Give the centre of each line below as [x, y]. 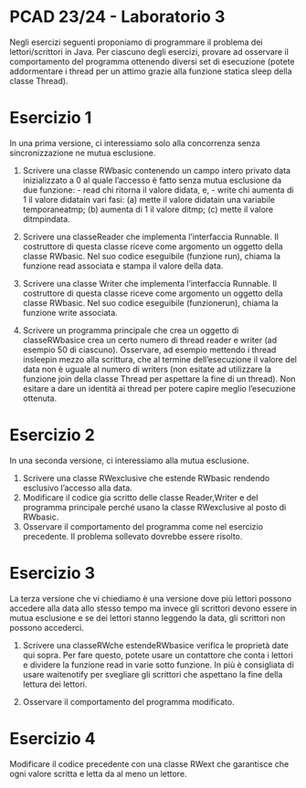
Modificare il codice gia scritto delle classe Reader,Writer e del [140, 497]
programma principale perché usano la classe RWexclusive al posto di [154, 507]
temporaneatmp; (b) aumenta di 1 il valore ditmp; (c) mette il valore [148, 209]
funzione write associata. [70, 312]
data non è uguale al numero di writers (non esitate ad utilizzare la [147, 369]
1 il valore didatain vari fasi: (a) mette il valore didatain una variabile [149, 199]
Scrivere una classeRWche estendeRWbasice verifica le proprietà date [156, 645]
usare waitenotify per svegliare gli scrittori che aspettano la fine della [153, 674]
